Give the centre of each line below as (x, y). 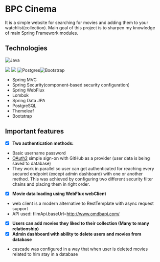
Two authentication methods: (43, 143)
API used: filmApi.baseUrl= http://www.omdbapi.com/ (66, 214)
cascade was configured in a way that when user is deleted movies (80, 249)
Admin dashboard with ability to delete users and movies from (77, 234)
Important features (34, 131)
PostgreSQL (24, 106)
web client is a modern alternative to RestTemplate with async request (83, 203)
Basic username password (39, 153)
